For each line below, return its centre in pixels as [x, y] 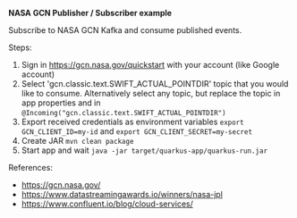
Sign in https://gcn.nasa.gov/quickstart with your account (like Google [150, 65]
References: [30, 168]
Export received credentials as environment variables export [132, 122]
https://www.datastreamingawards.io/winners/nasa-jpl [122, 194]
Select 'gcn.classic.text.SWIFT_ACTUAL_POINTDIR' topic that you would [155, 84]
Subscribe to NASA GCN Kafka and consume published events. [125, 30]
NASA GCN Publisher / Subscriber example [90, 13]
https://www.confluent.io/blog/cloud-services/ [107, 204]
